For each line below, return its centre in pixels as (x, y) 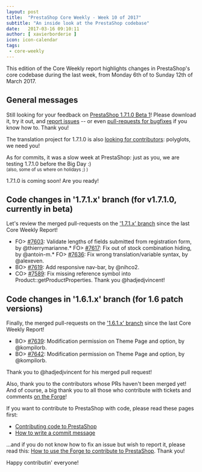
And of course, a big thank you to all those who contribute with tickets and (99, 391)
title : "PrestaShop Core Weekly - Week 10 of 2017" (74, 18)
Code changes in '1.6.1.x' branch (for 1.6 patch (95, 299)
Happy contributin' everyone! (43, 463)
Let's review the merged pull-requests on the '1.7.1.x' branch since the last (98, 223)
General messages (42, 100)
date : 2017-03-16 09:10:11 (43, 29)
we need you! (23, 145)
